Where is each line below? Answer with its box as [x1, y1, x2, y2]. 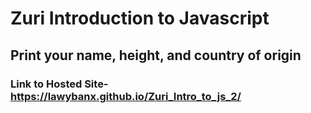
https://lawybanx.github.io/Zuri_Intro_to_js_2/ [10, 89, 242, 103]
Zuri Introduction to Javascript [10, 7, 270, 30]
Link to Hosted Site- [10, 77, 109, 91]
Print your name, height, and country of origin [10, 47, 302, 64]
